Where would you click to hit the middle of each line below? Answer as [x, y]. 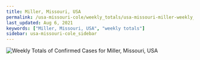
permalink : [20, 17]
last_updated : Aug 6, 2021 [40, 23]
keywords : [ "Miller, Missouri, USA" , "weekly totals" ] [76, 28]
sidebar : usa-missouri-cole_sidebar [51, 34]
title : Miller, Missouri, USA [44, 12]
